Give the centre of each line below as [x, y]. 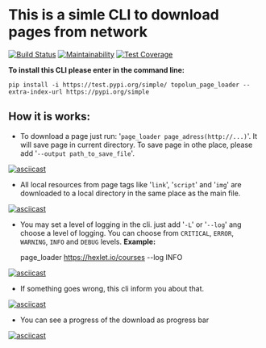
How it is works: [50, 117]
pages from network [78, 32]
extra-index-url [35, 92]
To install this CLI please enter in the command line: [97, 69]
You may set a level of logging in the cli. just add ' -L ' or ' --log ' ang [131, 224]
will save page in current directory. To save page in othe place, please [136, 145]
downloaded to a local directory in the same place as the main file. [130, 193]
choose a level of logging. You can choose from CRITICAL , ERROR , [127, 233]
